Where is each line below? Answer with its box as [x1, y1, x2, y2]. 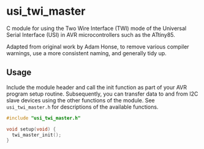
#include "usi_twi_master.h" [6, 115, 81, 121]
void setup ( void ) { [6, 126, 56, 132]
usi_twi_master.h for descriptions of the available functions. [6, 103, 159, 110]
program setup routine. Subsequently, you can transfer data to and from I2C [6, 90, 198, 97]
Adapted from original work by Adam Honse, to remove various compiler [6, 43, 189, 50]
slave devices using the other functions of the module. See [6, 96, 155, 104]
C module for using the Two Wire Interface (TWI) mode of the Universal [6, 25, 187, 32]
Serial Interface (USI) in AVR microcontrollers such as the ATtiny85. [6, 31, 176, 38]
